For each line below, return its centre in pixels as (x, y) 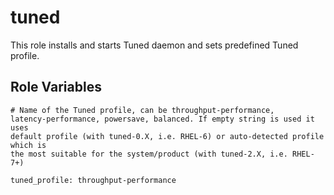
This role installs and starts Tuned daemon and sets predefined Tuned (154, 45)
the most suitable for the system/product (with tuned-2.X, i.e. (149, 154)
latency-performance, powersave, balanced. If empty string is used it (162, 119)
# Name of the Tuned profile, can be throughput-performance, (142, 110)
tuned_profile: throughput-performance (93, 180)
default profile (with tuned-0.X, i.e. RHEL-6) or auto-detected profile (167, 136)
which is (28, 145)
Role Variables (56, 87)
